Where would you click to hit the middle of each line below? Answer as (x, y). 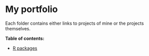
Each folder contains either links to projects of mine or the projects (74, 23)
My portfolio (32, 9)
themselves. (18, 28)
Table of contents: (25, 38)
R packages (25, 48)
